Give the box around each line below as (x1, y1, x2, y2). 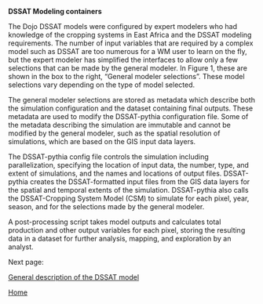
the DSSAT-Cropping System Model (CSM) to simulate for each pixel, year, (8, 194, 250, 203)
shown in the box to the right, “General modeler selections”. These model (8, 72, 245, 81)
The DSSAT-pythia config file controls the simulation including (8, 152, 210, 161)
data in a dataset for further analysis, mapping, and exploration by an (8, 234, 232, 243)
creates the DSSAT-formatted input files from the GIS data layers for (30, 177, 250, 186)
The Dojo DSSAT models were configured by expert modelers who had (8, 22, 238, 31)
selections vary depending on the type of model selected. (8, 80, 195, 89)
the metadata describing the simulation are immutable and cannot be (8, 121, 232, 129)
